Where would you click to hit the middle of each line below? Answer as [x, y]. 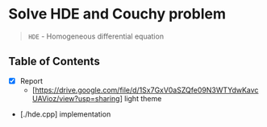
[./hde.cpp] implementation [65, 114]
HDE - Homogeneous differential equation [96, 36]
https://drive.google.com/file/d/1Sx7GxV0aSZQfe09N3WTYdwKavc [147, 90]
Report [31, 80]
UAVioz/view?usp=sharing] [77, 98]
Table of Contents [54, 61]
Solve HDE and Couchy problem [117, 14]
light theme [143, 98]
